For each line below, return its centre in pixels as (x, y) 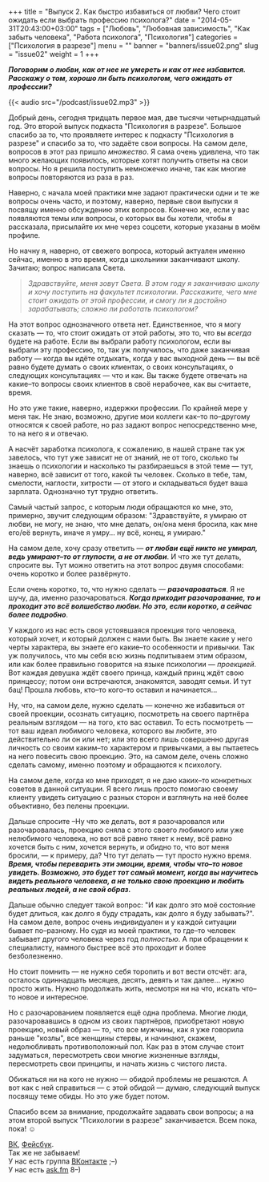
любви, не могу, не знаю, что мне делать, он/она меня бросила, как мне (133, 524)
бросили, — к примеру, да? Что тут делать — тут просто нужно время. (130, 855)
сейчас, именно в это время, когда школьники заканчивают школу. (124, 259)
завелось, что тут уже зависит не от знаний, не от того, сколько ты (123, 457)
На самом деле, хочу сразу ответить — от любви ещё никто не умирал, (133, 548)
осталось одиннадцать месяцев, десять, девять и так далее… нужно (126, 980)
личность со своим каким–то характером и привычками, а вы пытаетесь (134, 748)
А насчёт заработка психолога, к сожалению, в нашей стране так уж (127, 449)
